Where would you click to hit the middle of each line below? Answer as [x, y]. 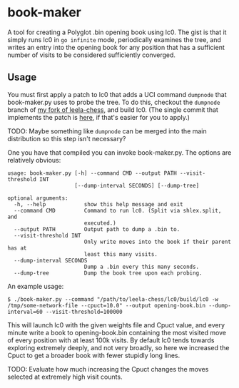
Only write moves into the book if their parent [158, 242]
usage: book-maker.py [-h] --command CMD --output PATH [92, 173]
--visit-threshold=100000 [84, 312]
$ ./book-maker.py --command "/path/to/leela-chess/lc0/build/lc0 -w [113, 299]
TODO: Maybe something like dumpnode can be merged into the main [107, 131]
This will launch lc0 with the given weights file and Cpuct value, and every [116, 325]
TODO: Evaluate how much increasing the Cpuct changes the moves [108, 369]
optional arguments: [38, 198]
